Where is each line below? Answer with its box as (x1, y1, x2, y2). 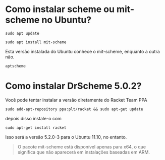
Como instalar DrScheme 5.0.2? (5, 81, 142, 92)
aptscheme (5, 63, 26, 68)
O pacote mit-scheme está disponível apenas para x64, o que (17, 143, 146, 149)
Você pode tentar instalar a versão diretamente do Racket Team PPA (5, 97, 147, 103)
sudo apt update (5, 31, 39, 36)
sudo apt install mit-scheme (5, 39, 67, 45)
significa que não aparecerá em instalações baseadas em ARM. (17, 149, 150, 155)
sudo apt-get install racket (5, 125, 67, 130)
